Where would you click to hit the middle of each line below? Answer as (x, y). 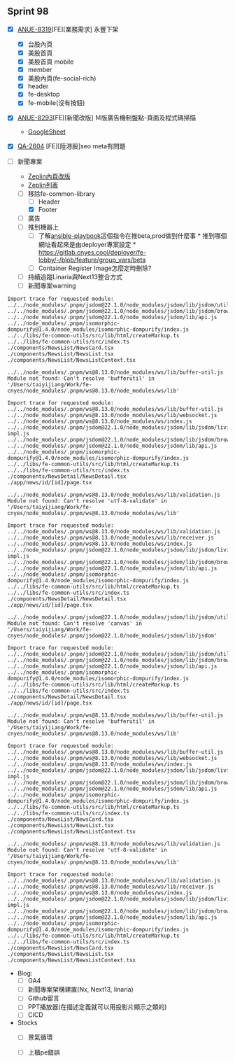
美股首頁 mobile (51, 62)
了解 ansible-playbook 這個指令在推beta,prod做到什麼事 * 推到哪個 (133, 235)
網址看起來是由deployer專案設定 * (87, 244)
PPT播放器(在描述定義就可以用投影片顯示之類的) (97, 1007)
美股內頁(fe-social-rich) (62, 78)
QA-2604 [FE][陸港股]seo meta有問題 (71, 146)
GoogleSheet (47, 132)
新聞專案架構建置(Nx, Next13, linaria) (81, 990)
